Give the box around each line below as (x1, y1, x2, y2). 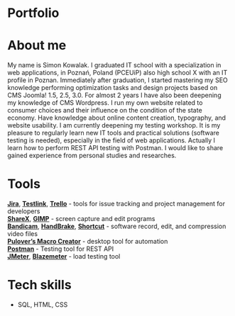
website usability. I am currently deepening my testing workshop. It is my (7, 121, 221, 130)
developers (7, 207, 40, 215)
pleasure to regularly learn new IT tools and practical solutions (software (7, 129, 220, 137)
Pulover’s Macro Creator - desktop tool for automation (7, 237, 168, 246)
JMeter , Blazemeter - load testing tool (7, 252, 121, 261)
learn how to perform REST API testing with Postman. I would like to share (7, 144, 224, 152)
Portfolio (7, 5, 60, 21)
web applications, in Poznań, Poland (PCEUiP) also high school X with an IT (7, 69, 228, 77)
